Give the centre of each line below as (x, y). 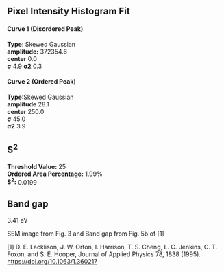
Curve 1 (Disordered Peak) (45, 29)
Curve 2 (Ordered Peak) (42, 82)
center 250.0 (26, 111)
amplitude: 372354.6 (37, 52)
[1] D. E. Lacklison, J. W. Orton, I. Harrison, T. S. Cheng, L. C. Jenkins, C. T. (112, 247)
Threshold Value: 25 (37, 166)
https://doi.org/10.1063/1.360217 (52, 262)
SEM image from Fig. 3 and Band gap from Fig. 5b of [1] (86, 234)
